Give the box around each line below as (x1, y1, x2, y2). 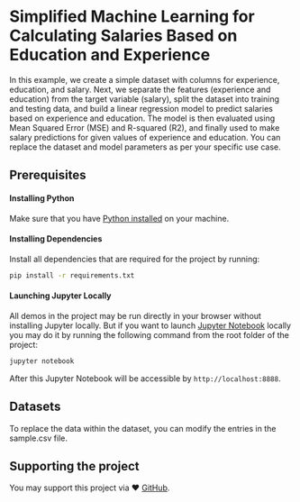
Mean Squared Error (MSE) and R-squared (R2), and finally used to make (9, 122, 280, 132)
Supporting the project (9, 458, 140, 474)
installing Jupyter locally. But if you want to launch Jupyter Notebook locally (9, 320, 291, 331)
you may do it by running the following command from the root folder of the (9, 329, 290, 340)
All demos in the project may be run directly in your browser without (9, 310, 261, 321)
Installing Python (9, 192, 75, 204)
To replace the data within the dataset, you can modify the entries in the (9, 423, 277, 434)
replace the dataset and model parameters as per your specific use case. (9, 141, 281, 152)
